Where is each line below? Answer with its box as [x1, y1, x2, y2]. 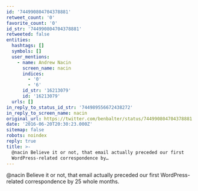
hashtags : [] [11, 43, 45, 49]
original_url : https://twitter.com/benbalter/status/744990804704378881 [6, 115, 193, 121]
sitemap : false [6, 127, 45, 133]
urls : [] [11, 99, 34, 105]
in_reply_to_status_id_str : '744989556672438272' [6, 104, 134, 111]
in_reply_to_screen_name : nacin [6, 110, 87, 116]
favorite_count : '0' [6, 20, 58, 26]
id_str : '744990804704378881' [6, 25, 82, 32]
